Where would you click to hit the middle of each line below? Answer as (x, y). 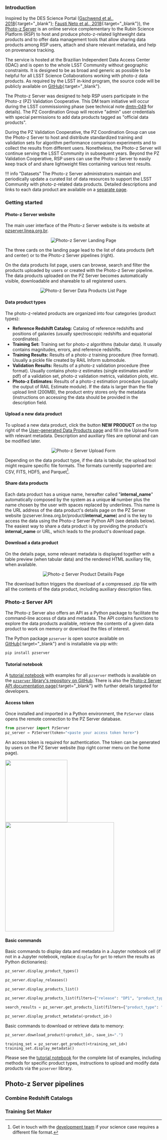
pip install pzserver (28, 653)
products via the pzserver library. (39, 1068)
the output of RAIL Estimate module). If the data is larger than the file (83, 386)
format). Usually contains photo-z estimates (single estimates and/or (83, 370)
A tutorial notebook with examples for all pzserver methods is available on (81, 675)
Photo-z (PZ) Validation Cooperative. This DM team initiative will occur (77, 101)
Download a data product (32, 543)
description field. (30, 402)
